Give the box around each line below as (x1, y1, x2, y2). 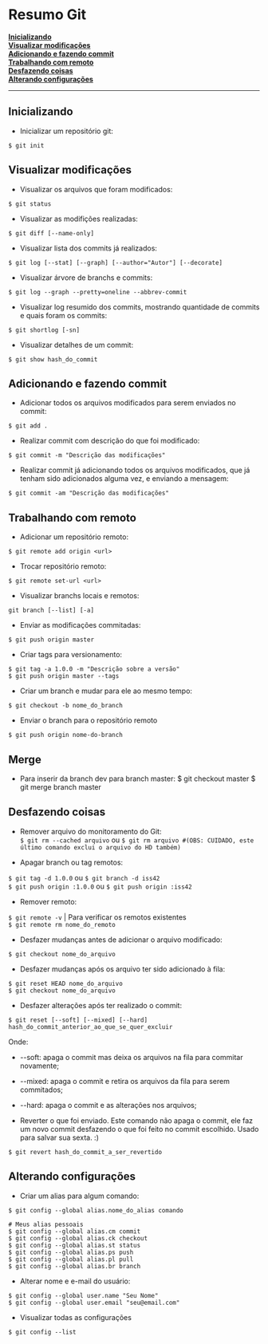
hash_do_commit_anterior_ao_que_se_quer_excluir (8, 1023, 173, 1031)
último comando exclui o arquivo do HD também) (19, 843, 181, 851)
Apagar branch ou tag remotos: (19, 857, 124, 867)
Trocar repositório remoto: (19, 562, 107, 571)
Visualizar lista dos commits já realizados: (19, 243, 158, 253)
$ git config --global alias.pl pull (8, 1255, 134, 1263)
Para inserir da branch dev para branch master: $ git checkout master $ (19, 774, 256, 783)
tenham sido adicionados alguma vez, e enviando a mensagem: (19, 474, 229, 483)
